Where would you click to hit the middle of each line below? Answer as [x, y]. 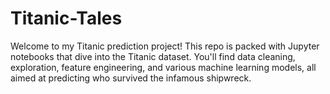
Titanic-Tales [66, 18]
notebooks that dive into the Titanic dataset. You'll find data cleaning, [153, 56]
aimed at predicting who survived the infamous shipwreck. [131, 78]
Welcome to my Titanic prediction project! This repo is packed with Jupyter [165, 46]
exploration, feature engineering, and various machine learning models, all [163, 67]
